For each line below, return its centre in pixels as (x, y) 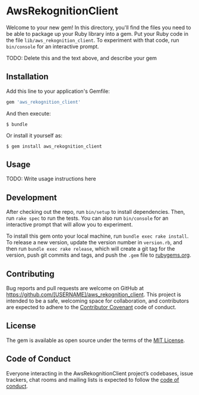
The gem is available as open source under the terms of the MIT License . (96, 340)
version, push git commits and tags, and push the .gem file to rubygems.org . (99, 255)
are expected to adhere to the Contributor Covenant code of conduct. (91, 307)
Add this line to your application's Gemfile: (58, 91)
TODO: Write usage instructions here (51, 179)
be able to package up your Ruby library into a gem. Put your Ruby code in (97, 33)
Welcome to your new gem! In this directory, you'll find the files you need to (99, 27)
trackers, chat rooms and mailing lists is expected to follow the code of (93, 380)
